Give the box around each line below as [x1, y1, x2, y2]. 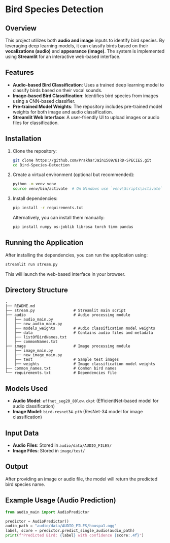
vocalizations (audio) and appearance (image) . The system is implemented [5, 48, 165, 54]
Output [5, 462, 28, 471]
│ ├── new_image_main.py [5, 353, 62, 358]
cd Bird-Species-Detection [12, 162, 70, 167]
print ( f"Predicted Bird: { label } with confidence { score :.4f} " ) [5, 533, 144, 538]
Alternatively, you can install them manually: [12, 215, 105, 220]
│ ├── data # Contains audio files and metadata [5, 330, 153, 335]
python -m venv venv [12, 182, 56, 187]
